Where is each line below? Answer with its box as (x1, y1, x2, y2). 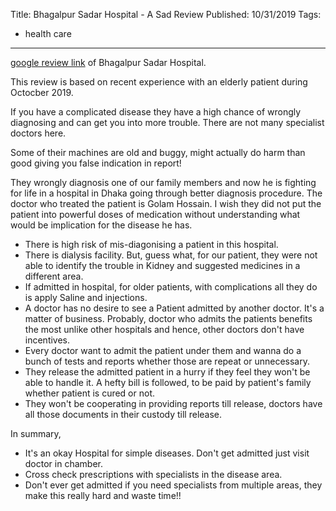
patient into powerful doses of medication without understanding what (10, 209, 301, 220)
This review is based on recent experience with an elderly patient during (10, 76, 308, 88)
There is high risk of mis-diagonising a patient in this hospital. (24, 239, 279, 250)
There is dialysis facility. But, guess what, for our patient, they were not (24, 249, 318, 261)
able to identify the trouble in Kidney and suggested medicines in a (24, 260, 301, 271)
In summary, (10, 428, 62, 439)
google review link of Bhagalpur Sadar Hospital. (10, 57, 207, 68)
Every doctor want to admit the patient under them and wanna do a (24, 345, 302, 356)
